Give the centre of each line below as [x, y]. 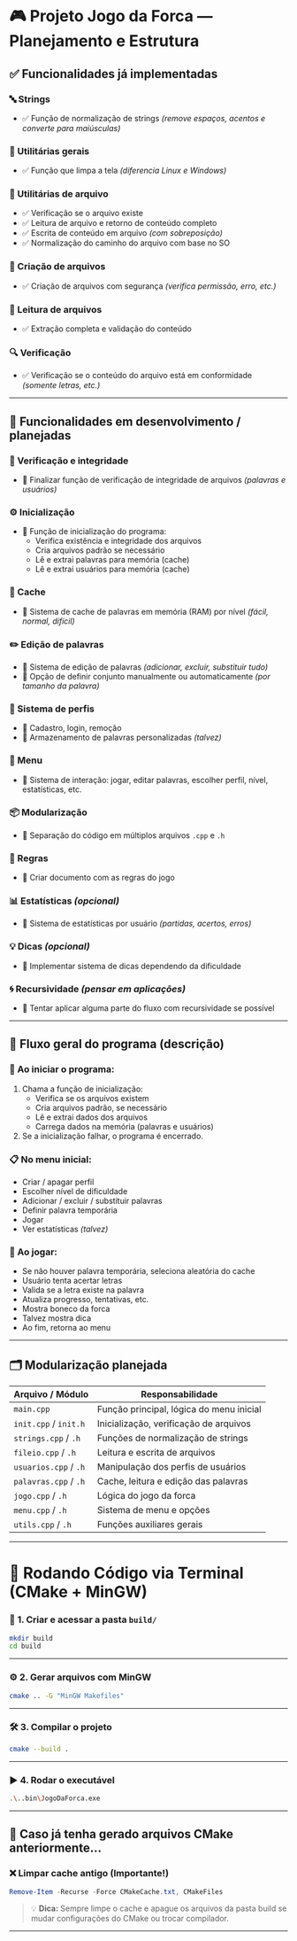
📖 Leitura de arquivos [56, 309]
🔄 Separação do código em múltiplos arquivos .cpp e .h [123, 835]
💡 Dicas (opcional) [49, 946]
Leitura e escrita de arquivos [156, 1453]
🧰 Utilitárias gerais [49, 151]
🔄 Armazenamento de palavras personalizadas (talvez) [122, 738]
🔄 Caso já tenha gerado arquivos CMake [122, 1834]
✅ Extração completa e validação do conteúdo [107, 329]
